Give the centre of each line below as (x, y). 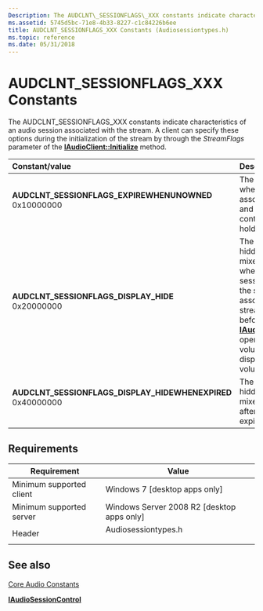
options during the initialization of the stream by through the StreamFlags (126, 139)
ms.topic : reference (42, 37)
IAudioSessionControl (45, 599)
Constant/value (42, 166)
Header (26, 533)
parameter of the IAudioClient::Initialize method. (87, 147)
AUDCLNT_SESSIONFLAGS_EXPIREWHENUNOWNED (112, 196)
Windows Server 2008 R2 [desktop (171, 507)
